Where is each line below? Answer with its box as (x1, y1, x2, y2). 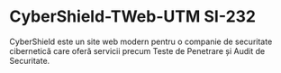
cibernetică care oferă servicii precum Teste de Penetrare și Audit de (9, 45, 266, 56)
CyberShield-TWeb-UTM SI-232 (9, 6, 257, 27)
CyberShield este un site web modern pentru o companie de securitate (9, 36, 273, 47)
